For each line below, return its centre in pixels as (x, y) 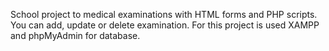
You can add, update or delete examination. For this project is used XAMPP (165, 25)
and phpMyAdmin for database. (75, 35)
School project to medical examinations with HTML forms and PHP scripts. (164, 14)
